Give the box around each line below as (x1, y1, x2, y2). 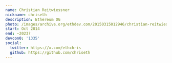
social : (5, 41, 22, 46)
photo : (5, 21, 19, 27)
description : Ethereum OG (5, 17, 60, 22)
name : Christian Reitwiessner (5, 7, 70, 13)
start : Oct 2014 (5, 26, 40, 31)
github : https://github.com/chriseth (10, 50, 91, 55)
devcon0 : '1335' (5, 36, 40, 41)
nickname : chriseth (5, 12, 47, 17)
